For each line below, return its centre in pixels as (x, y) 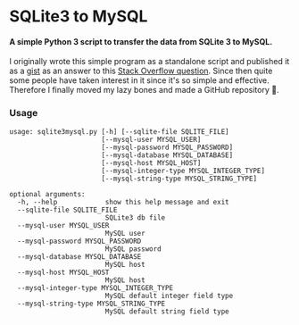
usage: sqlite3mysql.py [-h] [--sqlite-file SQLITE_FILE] (119, 131)
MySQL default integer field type (169, 296)
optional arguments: (48, 194)
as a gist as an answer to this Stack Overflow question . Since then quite (141, 71)
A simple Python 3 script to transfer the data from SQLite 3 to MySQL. (141, 41)
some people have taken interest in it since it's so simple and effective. (139, 80)
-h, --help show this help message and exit (123, 202)
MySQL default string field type (167, 311)
